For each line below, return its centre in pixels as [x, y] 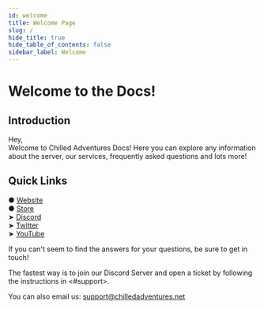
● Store [21, 208]
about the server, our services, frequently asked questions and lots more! [128, 156]
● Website [26, 200]
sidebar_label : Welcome [47, 52]
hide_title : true [37, 38]
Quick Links [38, 181]
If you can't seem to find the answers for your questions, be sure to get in [128, 249]
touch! [19, 257]
